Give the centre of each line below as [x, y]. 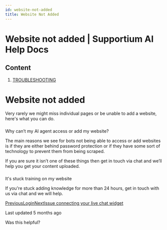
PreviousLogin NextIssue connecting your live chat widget [64, 203]
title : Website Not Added [32, 14]
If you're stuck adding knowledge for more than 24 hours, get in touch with [82, 188]
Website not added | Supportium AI [79, 39]
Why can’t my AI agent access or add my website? [57, 131]
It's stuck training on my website [39, 179]
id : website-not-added [29, 10]
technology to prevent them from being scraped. [55, 152]
